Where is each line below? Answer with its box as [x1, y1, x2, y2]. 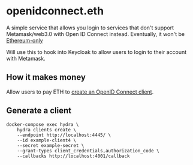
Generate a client [6, 106, 72, 116]
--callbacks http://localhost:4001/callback [17, 153, 130, 159]
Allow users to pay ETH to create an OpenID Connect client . [6, 88, 154, 95]
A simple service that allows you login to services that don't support [6, 24, 174, 31]
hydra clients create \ [17, 127, 77, 133]
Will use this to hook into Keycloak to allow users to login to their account [6, 48, 187, 55]
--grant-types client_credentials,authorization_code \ [17, 148, 160, 154]
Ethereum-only [6, 37, 43, 44]
